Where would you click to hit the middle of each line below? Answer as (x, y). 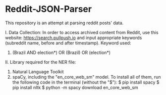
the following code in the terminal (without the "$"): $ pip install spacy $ (86, 82)
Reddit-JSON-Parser (49, 9)
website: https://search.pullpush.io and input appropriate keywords (74, 38)
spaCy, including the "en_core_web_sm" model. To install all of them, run (86, 77)
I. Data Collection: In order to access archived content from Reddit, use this (82, 32)
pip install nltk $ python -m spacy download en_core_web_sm (75, 87)
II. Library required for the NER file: (41, 62)
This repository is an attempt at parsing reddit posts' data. (64, 23)
